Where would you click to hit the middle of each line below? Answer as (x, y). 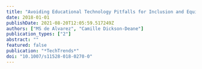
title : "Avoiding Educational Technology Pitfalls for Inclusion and (95, 12)
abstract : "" (23, 40)
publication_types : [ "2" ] (38, 34)
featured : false (26, 46)
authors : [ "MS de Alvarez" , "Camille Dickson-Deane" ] (75, 28)
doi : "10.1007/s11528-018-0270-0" (50, 56)
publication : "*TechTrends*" (43, 51)
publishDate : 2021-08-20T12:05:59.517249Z (60, 23)
